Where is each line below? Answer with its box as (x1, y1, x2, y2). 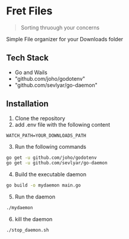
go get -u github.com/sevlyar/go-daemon (6, 160, 108, 166)
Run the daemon (14, 193, 55, 201)
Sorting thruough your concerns (20, 24, 100, 31)
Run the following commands (14, 143, 86, 150)
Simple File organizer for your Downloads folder (6, 35, 124, 42)
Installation (6, 99, 49, 109)
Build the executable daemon (14, 171, 87, 178)
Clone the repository (14, 115, 65, 122)
